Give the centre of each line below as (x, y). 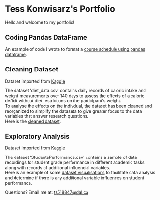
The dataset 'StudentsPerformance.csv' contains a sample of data (71, 157)
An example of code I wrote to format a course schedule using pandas (75, 49)
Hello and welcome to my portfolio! (40, 22)
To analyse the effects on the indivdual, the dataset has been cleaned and (79, 106)
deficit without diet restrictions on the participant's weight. (63, 100)
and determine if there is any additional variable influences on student (75, 178)
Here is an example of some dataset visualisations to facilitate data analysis (80, 173)
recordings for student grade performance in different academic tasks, (75, 162)
